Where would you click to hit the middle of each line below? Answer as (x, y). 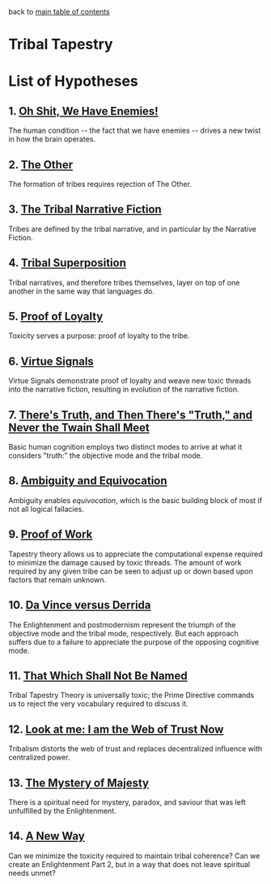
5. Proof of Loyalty (56, 317)
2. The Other (41, 165)
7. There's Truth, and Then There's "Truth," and (131, 415)
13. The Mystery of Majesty (79, 782)
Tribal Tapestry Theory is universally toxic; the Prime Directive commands (131, 696)
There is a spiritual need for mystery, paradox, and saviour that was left (127, 802)
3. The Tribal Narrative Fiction (85, 209)
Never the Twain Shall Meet (79, 427)
